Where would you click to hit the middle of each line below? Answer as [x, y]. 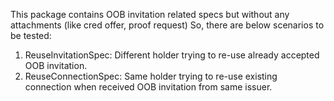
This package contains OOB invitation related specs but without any [150, 14]
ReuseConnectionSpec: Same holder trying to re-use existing [151, 76]
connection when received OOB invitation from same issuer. [148, 87]
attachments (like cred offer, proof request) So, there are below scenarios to [167, 25]
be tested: [31, 35]
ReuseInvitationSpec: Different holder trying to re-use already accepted [172, 55]
